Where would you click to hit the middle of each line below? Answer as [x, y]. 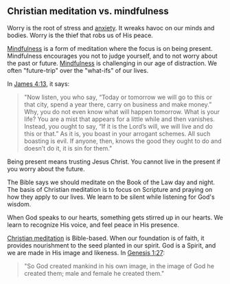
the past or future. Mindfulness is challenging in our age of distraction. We [112, 63]
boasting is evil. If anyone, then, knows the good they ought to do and [123, 141]
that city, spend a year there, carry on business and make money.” [118, 104]
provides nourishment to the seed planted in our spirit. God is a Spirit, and [112, 245]
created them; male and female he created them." [94, 273]
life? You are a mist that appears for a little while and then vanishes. [119, 119]
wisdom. [19, 204]
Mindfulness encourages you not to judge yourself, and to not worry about [112, 56]
